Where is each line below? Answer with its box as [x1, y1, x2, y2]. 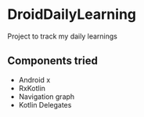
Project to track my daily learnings [7, 31, 118, 41]
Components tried [7, 54, 99, 68]
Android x [18, 75, 51, 84]
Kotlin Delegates [18, 100, 72, 109]
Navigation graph [18, 92, 75, 101]
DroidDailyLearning [7, 5, 137, 24]
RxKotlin [18, 83, 46, 93]
